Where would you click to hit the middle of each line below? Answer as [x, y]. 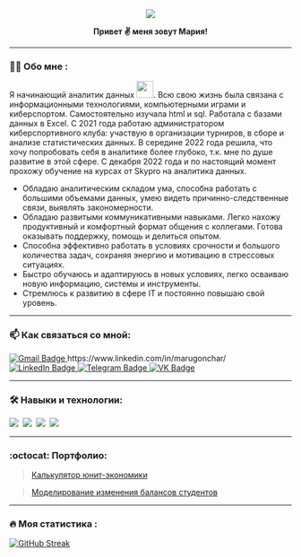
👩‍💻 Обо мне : [39, 66]
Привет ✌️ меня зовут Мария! [150, 31]
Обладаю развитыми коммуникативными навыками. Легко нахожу [151, 217]
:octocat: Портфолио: [58, 455]
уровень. [39, 303]
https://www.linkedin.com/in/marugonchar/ [146, 358]
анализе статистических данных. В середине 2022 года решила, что [141, 143]
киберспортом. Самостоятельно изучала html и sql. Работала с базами [146, 114]
